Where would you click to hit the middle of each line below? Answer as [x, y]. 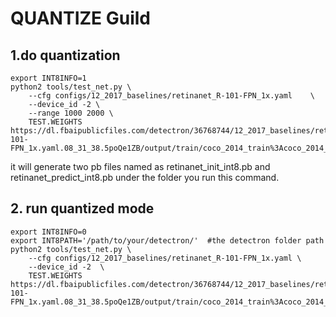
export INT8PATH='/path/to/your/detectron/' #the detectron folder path [167, 240]
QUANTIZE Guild [80, 18]
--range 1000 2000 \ [71, 113]
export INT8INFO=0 [48, 232]
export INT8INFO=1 [48, 78]
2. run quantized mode [82, 208]
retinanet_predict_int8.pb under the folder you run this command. [145, 177]
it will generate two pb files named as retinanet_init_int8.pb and [140, 166]
